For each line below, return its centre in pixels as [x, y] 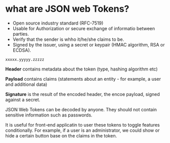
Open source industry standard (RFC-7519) [58, 23]
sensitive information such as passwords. [49, 115]
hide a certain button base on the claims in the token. [61, 135]
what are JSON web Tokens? [67, 9]
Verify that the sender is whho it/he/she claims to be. [68, 39]
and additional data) [26, 84]
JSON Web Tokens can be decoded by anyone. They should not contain [81, 109]
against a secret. [23, 100]
